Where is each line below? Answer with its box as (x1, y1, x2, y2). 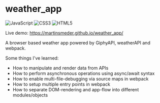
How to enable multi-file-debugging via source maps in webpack (12, 75, 149, 82)
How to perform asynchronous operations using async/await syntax (12, 70, 155, 76)
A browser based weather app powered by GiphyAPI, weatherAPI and (5, 39, 151, 46)
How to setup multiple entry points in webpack (12, 81, 111, 87)
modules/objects (12, 92, 48, 98)
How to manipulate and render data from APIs (12, 65, 109, 71)
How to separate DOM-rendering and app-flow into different (12, 86, 139, 92)
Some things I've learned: (5, 55, 59, 61)
